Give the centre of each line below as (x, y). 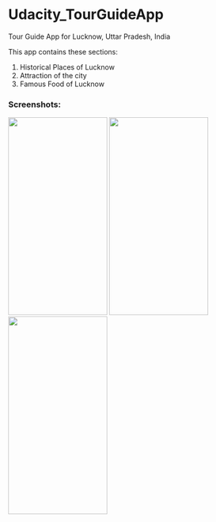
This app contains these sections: (63, 51)
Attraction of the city (53, 75)
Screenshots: (35, 104)
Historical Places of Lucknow (67, 67)
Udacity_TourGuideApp (86, 15)
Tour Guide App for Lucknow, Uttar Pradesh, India (89, 36)
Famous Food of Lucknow (62, 84)
